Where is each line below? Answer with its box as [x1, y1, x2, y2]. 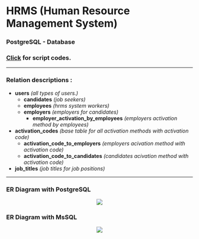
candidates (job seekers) [23, 96, 86, 103]
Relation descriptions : [6, 76, 73, 84]
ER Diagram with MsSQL [6, 213, 77, 221]
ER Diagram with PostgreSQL [6, 185, 91, 193]
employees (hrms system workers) [23, 102, 110, 109]
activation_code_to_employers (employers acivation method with [23, 140, 185, 147]
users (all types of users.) [14, 89, 79, 96]
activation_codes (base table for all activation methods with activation [14, 127, 189, 134]
